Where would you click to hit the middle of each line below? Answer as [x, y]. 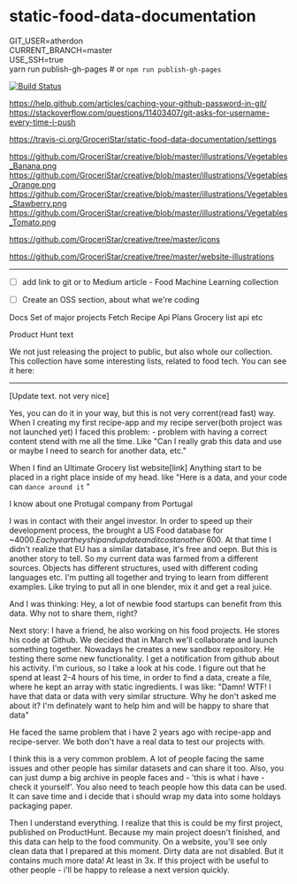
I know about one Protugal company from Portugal [101, 504]
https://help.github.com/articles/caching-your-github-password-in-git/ [138, 103]
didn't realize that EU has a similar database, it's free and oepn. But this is [143, 550]
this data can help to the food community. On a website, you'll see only [138, 842]
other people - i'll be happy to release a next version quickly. [119, 870]
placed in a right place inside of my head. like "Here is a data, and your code [148, 477]
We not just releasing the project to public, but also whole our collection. [141, 352]
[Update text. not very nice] [59, 396]
